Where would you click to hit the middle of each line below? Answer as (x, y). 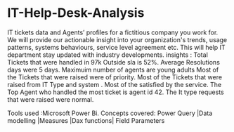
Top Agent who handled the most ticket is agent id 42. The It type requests (116, 92)
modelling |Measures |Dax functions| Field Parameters (86, 120)
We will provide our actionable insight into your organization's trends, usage (117, 39)
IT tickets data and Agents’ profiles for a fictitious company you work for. (113, 32)
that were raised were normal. (51, 99)
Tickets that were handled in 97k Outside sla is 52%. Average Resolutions (113, 62)
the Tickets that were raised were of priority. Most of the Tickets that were (115, 77)
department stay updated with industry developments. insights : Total (108, 55)
